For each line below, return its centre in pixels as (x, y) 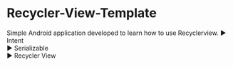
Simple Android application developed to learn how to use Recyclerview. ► (116, 33)
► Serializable (28, 48)
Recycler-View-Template (82, 13)
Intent (15, 40)
